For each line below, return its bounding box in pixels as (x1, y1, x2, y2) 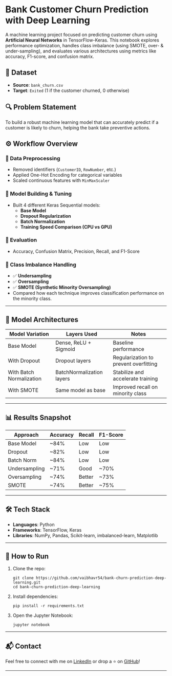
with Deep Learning (5, 14, 91, 26)
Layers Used (66, 330, 97, 337)
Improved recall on (113, 383, 158, 390)
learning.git (12, 580, 41, 585)
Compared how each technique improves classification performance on (12, 290, 164, 296)
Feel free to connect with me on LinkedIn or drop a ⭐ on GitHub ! (5, 659, 140, 665)
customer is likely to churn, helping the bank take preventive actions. (5, 124, 150, 130)
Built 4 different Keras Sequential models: (12, 202, 101, 208)
